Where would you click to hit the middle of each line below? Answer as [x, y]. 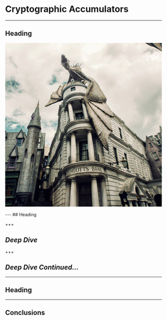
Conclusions [25, 313]
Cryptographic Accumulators [67, 9]
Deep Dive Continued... [42, 268]
